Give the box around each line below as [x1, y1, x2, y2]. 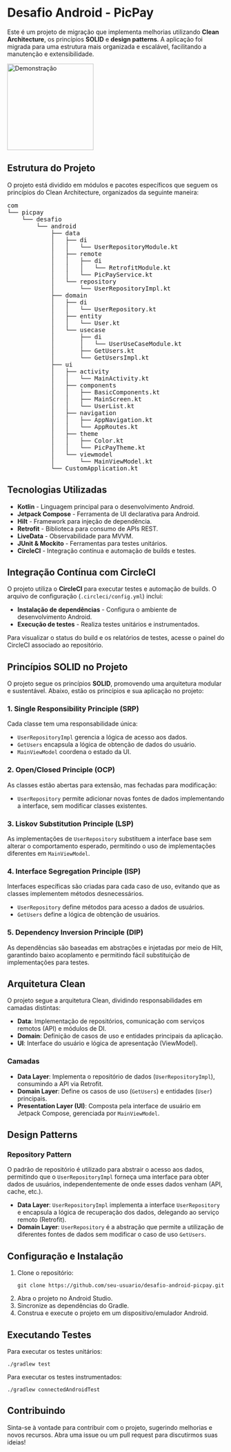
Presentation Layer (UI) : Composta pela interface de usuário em [17, 1101, 201, 1110]
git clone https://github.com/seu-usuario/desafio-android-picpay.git [17, 1282, 225, 1289]
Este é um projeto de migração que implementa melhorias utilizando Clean [7, 28, 219, 36]
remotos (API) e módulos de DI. [17, 1024, 107, 1033]
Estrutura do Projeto [7, 163, 96, 174]
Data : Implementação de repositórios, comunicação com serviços [17, 1017, 205, 1025]
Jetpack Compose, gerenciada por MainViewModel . [17, 1109, 160, 1117]
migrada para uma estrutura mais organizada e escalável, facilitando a [7, 42, 207, 50]
